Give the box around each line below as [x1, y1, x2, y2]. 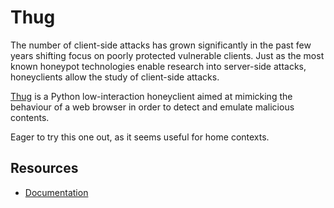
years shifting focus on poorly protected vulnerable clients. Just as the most [10, 49, 325, 61]
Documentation [24, 186, 89, 198]
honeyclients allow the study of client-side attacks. [10, 71, 220, 83]
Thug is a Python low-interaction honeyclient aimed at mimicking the [10, 90, 293, 102]
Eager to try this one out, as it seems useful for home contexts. [10, 131, 270, 143]
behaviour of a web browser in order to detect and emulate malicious [10, 101, 295, 113]
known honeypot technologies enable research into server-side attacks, [10, 60, 307, 72]
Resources [10, 160, 79, 177]
